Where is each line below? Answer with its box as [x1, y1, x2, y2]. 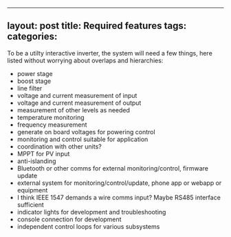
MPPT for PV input [16, 149, 70, 158]
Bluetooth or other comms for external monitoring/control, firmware [16, 164, 208, 172]
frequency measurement [16, 121, 87, 129]
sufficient [16, 200, 45, 209]
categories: [7, 31, 58, 42]
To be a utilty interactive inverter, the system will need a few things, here [7, 49, 213, 57]
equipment [16, 186, 48, 194]
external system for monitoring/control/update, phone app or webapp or [16, 179, 222, 187]
